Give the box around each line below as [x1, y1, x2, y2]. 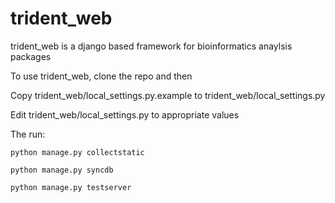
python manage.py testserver [10, 182, 132, 192]
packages [10, 50, 52, 62]
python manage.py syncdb [10, 165, 114, 175]
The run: [10, 128, 46, 140]
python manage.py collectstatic [10, 147, 145, 157]
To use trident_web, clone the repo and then [10, 70, 193, 82]
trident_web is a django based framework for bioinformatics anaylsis [10, 40, 293, 52]
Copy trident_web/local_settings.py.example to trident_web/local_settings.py [10, 89, 326, 101]
